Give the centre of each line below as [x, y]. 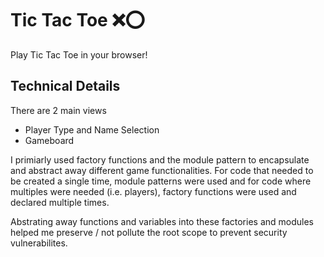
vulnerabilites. [39, 243]
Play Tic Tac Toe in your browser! [79, 54]
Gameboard [49, 140]
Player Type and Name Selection [92, 129]
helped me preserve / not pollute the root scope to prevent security [149, 232]
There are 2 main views [58, 110]
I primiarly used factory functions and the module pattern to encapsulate [160, 159]
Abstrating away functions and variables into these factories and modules [162, 221]
